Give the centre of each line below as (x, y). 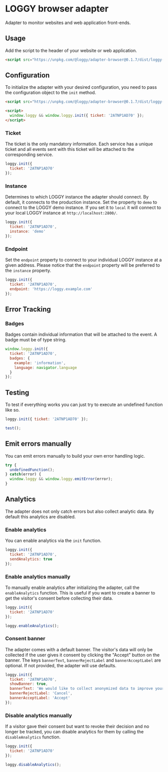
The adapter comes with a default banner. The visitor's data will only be (79, 649)
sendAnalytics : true (31, 559)
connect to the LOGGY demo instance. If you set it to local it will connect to (83, 208)
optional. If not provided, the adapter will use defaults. (61, 665)
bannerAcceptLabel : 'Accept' (40, 698)
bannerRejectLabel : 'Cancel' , (41, 693)
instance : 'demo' (28, 231)
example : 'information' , (40, 363)
